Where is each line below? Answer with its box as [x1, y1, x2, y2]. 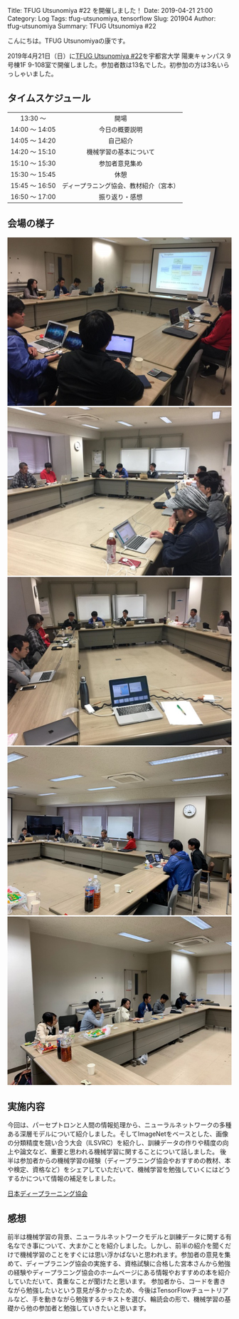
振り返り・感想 [98, 193, 143, 201]
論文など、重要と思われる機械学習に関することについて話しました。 [19, 1147, 219, 1156]
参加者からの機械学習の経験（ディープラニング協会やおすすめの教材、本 [19, 1156, 231, 1165]
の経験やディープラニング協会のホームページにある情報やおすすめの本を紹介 [7, 1268, 231, 1277]
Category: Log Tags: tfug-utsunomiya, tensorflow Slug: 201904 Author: [7, 14, 216, 23]
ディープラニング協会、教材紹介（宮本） [61, 181, 180, 190]
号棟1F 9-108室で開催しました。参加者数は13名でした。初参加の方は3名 [7, 61, 218, 69]
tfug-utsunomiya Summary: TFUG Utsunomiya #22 [7, 22, 156, 30]
